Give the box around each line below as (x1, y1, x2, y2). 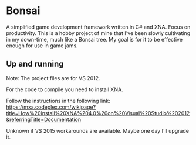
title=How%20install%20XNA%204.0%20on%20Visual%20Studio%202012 (6, 109, 190, 116)
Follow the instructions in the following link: (6, 97, 110, 104)
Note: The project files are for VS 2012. (6, 74, 101, 81)
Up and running (6, 59, 64, 69)
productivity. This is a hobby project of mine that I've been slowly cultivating (6, 29, 191, 36)
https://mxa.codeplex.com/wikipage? (6, 103, 96, 111)
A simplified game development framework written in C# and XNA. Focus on (6, 23, 191, 30)
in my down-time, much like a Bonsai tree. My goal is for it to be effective (6, 36, 183, 43)
